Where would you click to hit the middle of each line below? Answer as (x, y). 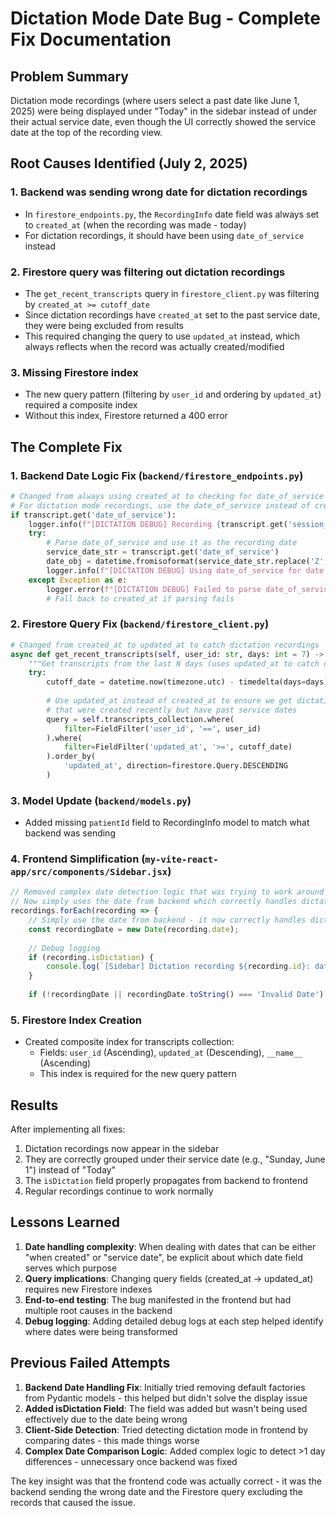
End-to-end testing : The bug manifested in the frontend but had (158, 1299)
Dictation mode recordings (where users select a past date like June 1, (155, 100)
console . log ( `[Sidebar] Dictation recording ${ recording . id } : (178, 967)
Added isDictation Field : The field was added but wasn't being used (166, 1408)
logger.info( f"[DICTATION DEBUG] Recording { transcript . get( (158, 524)
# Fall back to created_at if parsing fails (140, 598)
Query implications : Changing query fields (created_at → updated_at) (169, 1278)
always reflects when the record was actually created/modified (154, 346)
